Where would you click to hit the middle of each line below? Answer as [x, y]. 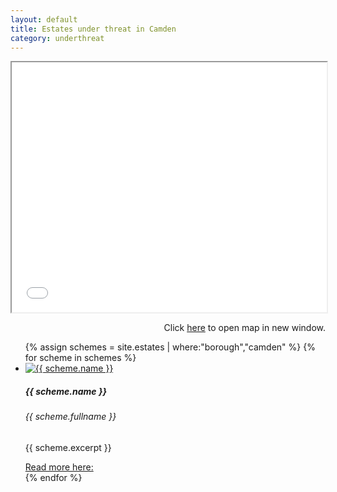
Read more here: [59, 467]
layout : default [44, 19]
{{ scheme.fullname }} [70, 417]
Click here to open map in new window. [244, 328]
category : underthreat [57, 38]
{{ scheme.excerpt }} [68, 447]
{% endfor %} [53, 477]
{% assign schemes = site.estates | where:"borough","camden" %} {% [170, 347]
